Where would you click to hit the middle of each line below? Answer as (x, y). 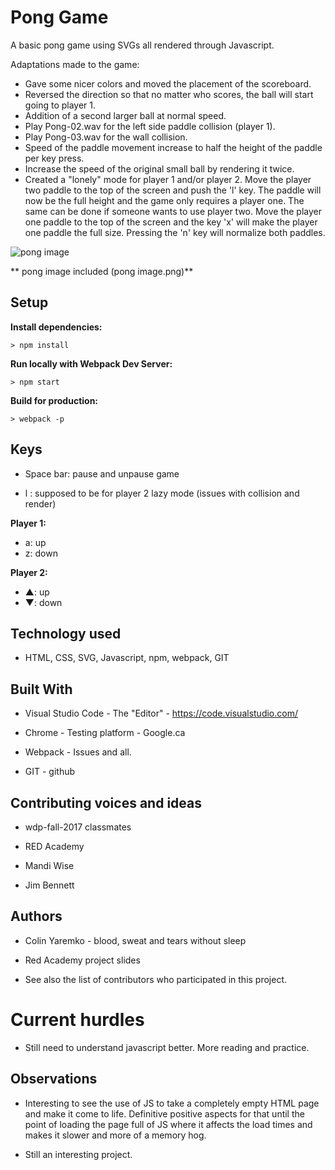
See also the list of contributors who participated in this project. (156, 979)
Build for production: (54, 400)
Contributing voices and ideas (106, 802)
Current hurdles (77, 1020)
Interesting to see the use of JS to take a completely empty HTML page (172, 1103)
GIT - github (50, 772)
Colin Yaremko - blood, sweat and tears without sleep (135, 940)
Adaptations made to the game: (75, 64)
